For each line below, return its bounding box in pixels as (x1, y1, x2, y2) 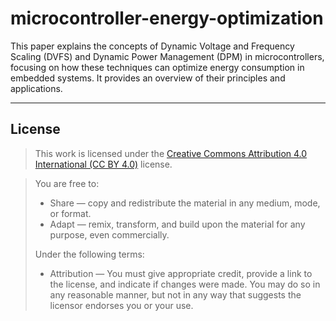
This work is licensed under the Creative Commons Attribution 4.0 (34, 147, 308, 159)
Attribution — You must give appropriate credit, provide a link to (49, 267, 313, 279)
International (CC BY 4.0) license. (34, 158, 173, 170)
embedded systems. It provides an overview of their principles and (10, 72, 286, 84)
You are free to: (34, 177, 100, 189)
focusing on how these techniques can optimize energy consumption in (10, 61, 305, 73)
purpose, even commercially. (49, 228, 170, 241)
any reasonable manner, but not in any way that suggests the (49, 288, 302, 301)
